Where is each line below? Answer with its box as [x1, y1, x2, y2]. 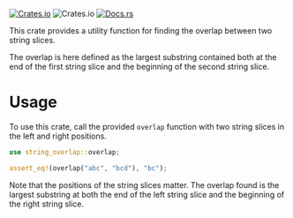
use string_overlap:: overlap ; [9, 147, 121, 156]
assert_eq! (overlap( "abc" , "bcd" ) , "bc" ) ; [9, 163, 168, 172]
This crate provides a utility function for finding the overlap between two [9, 26, 273, 35]
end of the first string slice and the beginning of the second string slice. [9, 62, 270, 71]
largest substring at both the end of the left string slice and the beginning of [9, 189, 285, 199]
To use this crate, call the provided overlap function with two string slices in [9, 121, 285, 132]
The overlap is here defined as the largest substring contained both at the [9, 52, 277, 62]
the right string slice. [9, 199, 85, 209]
